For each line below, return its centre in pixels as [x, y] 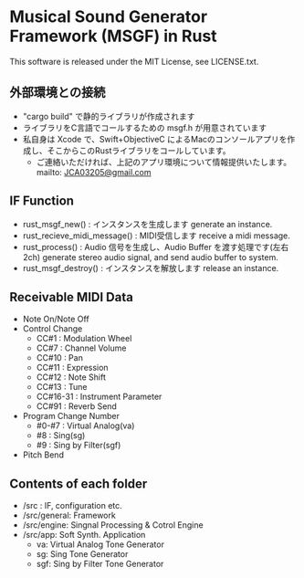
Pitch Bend [43, 455]
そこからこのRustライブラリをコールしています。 [139, 150]
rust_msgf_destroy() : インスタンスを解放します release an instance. [151, 268]
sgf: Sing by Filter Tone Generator [100, 564]
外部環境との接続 [58, 93]
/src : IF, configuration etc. [73, 506]
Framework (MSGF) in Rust [113, 36]
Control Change [52, 329]
